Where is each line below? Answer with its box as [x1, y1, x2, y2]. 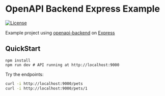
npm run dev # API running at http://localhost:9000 [5, 62, 120, 68]
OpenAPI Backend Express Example [5, 3, 160, 15]
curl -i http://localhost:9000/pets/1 [5, 86, 88, 91]
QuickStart [5, 44, 41, 53]
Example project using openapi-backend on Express [5, 29, 115, 36]
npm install [5, 58, 31, 63]
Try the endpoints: [5, 71, 44, 77]
